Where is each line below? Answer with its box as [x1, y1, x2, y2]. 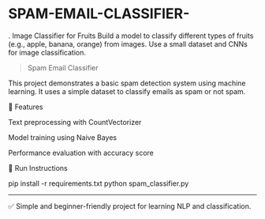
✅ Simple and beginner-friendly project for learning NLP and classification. [8, 201, 252, 210]
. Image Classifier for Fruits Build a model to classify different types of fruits [8, 31, 254, 40]
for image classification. [8, 47, 87, 57]
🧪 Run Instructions [8, 163, 69, 172]
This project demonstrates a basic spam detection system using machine [8, 78, 246, 88]
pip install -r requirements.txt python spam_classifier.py [8, 179, 189, 188]
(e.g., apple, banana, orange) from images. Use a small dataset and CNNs [8, 39, 248, 48]
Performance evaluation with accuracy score [8, 148, 154, 157]
